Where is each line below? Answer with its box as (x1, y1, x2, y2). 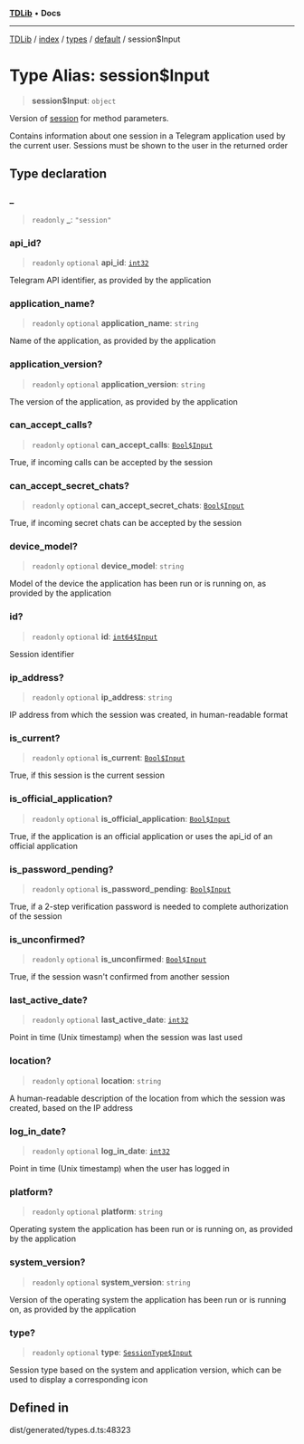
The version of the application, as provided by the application (9, 396, 238, 406)
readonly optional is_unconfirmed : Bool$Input (31, 954, 207, 965)
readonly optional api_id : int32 (31, 257, 149, 268)
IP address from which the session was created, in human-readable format (9, 710, 289, 720)
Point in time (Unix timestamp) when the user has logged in (9, 1163, 231, 1174)
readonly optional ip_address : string (31, 692, 173, 703)
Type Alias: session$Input (9, 65, 210, 86)
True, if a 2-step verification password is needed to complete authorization (9, 901, 289, 912)
